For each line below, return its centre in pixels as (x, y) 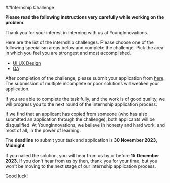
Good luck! (17, 176)
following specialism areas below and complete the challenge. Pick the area (84, 48)
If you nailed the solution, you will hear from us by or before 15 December (82, 155)
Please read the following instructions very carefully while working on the (85, 17)
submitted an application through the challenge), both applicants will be (80, 119)
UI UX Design (27, 63)
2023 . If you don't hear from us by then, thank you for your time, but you (81, 161)
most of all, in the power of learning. (43, 130)
